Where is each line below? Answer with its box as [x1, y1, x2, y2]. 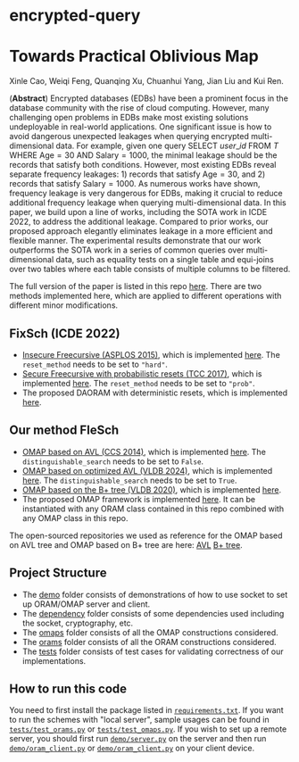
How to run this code [9, 681, 128, 696]
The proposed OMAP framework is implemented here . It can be [21, 493, 256, 504]
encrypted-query [9, 5, 141, 26]
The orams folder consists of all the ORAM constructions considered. [21, 636, 277, 647]
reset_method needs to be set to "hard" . [21, 359, 168, 369]
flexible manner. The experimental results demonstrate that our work [9, 236, 262, 246]
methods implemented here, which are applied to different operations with [9, 291, 282, 302]
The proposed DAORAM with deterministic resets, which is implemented [21, 387, 288, 398]
